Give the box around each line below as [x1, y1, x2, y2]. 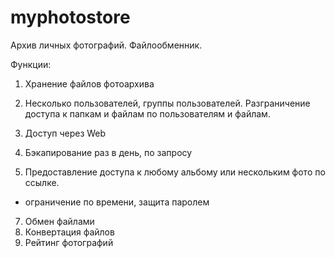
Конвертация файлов [24, 226, 115, 238]
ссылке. [24, 176, 60, 188]
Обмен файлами [24, 215, 95, 227]
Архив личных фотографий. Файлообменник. [10, 39, 203, 51]
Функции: [10, 58, 52, 70]
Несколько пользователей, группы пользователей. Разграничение [24, 97, 311, 109]
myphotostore [10, 6, 131, 29]
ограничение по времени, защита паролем [24, 196, 210, 208]
